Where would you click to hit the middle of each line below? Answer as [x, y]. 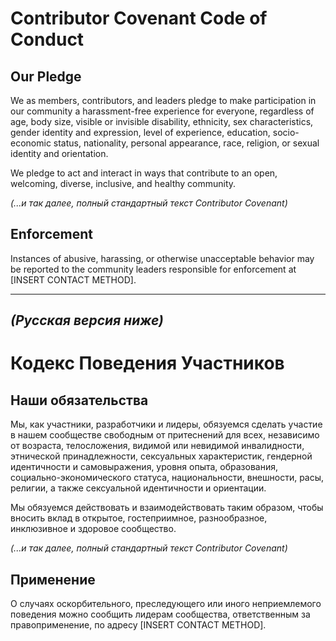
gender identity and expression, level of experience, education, [140, 132]
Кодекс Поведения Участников [147, 363]
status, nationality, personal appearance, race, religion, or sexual [186, 143]
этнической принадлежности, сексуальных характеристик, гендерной [161, 456]
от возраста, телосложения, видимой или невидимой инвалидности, [157, 446]
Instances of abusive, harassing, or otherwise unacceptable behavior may [162, 258]
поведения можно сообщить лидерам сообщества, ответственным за [160, 614]
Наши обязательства [79, 400]
